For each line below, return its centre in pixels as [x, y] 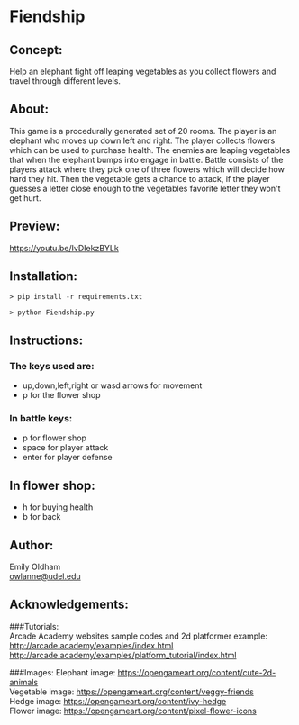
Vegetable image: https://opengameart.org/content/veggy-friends [131, 692]
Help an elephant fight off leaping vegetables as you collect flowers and [143, 71]
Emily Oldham [35, 567]
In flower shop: [53, 485]
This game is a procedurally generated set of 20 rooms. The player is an [143, 131]
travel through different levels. [65, 81]
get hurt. [25, 198]
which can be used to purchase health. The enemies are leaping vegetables [150, 150]
